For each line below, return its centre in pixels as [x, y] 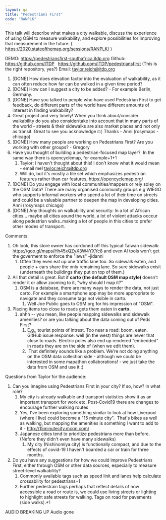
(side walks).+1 [35, 503]
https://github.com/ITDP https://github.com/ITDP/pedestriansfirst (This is [81, 64]
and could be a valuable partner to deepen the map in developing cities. [86, 200]
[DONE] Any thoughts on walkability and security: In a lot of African [81, 211]
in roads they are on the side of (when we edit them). [81, 346]
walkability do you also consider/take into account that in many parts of [85, 121]
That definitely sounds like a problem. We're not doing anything [93, 351]
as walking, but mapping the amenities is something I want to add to [89, 423]
